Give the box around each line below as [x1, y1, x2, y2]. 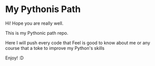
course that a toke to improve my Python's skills [5, 45, 105, 51]
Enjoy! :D [5, 54, 24, 61]
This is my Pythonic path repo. [5, 30, 69, 36]
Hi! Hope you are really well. [5, 20, 64, 26]
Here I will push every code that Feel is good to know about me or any [5, 39, 150, 46]
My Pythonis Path [5, 4, 81, 15]
